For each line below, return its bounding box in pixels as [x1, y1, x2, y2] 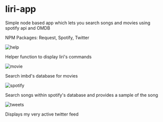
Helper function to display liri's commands [5, 53, 92, 60]
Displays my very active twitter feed [5, 111, 79, 117]
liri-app [5, 3, 36, 15]
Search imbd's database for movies [5, 73, 78, 79]
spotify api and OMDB [5, 25, 51, 31]
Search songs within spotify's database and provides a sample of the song [5, 92, 158, 98]
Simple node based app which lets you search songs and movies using [5, 20, 151, 26]
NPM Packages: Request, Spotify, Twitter [5, 35, 89, 41]
